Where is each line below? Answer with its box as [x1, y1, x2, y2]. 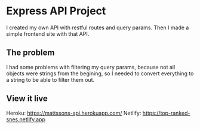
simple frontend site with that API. [6, 30, 90, 37]
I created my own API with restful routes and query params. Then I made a [6, 24, 189, 31]
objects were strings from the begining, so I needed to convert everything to [6, 70, 194, 77]
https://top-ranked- [142, 109, 190, 116]
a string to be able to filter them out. [6, 76, 94, 83]
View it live [6, 94, 48, 104]
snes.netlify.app [6, 115, 46, 123]
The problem [6, 48, 55, 58]
